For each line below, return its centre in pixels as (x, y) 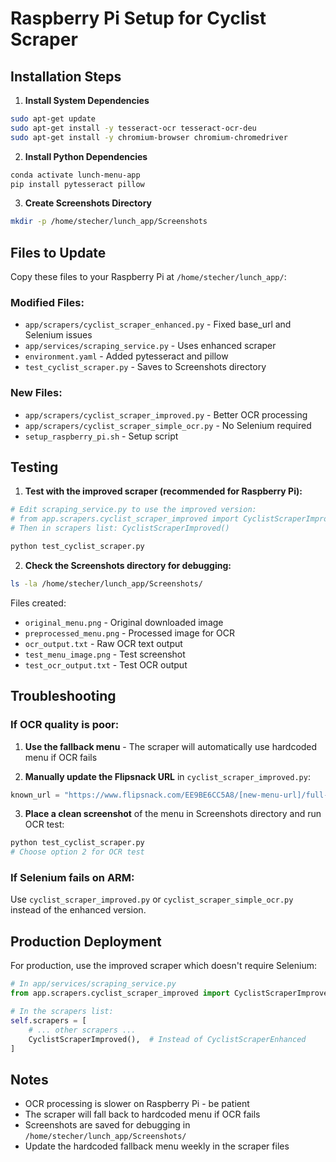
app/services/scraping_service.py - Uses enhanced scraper (150, 346)
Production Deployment (86, 941)
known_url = (35, 795)
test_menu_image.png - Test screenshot (105, 654)
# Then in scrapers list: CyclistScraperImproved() (120, 528)
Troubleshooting (63, 696)
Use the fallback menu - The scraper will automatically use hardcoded (171, 746)
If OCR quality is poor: (65, 725)
